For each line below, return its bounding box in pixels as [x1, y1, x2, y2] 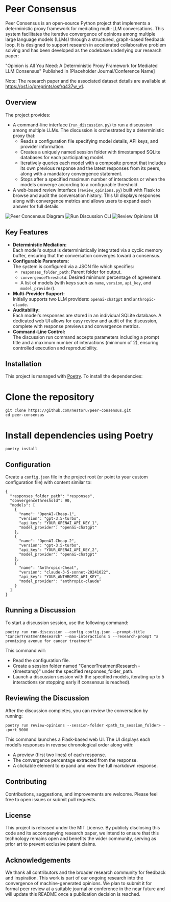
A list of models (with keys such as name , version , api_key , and [20, 279, 152, 285]
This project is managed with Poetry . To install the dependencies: [5, 373, 143, 379]
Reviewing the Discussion [5, 694, 89, 702]
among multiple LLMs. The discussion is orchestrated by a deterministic [12, 127, 164, 133]
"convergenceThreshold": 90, [10, 498, 72, 503]
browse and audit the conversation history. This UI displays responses [12, 192, 161, 199]
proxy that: [12, 133, 36, 139]
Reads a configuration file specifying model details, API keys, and [20, 138, 158, 144]
